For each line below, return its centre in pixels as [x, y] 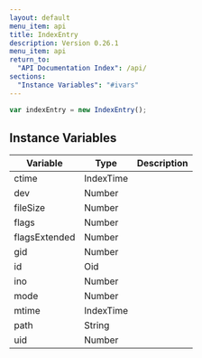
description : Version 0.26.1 [64, 43]
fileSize [30, 208]
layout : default [40, 18]
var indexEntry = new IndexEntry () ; [78, 109]
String [97, 325]
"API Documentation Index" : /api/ [82, 69]
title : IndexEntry [44, 34]
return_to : [30, 60]
